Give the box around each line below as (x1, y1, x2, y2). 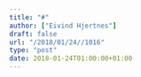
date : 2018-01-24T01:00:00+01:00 (9, 54, 133, 63)
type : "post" (9, 46, 58, 55)
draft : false (9, 29, 58, 38)
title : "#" (9, 12, 50, 22)
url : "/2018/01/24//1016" (9, 37, 105, 47)
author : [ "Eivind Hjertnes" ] (9, 21, 117, 30)
